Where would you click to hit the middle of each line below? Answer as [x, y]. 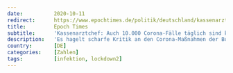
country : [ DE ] [37, 46]
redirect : [21, 20]
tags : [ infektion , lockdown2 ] [65, 59]
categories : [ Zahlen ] [43, 53]
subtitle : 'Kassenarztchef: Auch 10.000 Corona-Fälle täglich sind [114, 33]
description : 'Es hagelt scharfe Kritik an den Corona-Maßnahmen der [113, 40]
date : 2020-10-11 [46, 14]
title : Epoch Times [48, 26]
